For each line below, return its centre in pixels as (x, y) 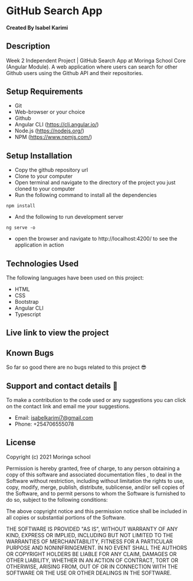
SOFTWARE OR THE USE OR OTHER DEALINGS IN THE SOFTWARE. (89, 573)
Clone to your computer (43, 176)
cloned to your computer (45, 189)
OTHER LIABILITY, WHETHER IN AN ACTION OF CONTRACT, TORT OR (92, 560)
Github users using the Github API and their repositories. (75, 73)
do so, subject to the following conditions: (57, 499)
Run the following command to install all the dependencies (86, 195)
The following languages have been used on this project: (75, 278)
